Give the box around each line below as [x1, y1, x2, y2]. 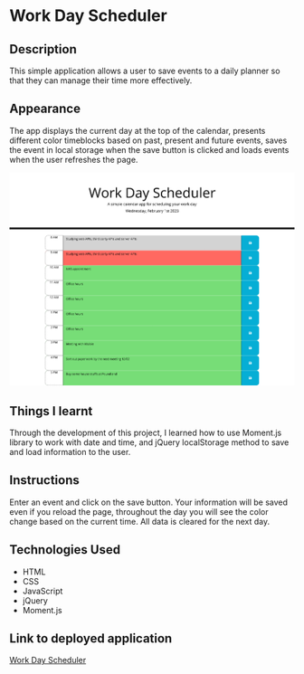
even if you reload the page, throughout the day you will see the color [9, 506, 269, 517]
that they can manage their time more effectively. [9, 75, 193, 86]
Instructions [9, 472, 80, 489]
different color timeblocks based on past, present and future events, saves [9, 135, 288, 146]
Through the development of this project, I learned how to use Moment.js [9, 427, 282, 438]
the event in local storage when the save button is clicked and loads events [9, 144, 290, 155]
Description [9, 42, 77, 57]
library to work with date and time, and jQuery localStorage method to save [9, 437, 290, 448]
